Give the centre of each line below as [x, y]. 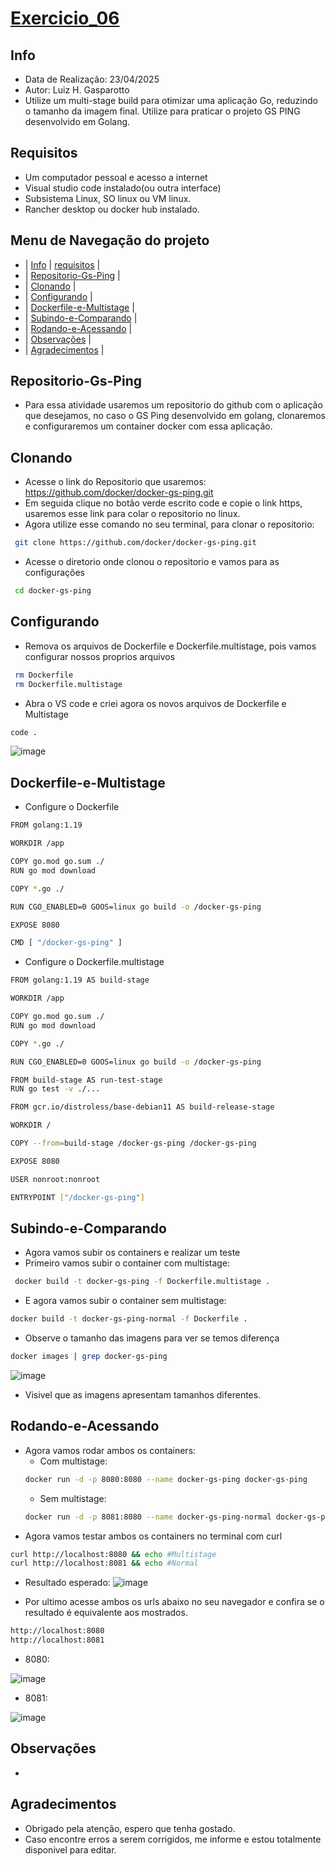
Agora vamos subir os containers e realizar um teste [132, 1253]
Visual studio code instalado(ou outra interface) [123, 188]
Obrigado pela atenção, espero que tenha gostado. [130, 1828]
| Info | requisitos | [62, 264]
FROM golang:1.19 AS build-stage [80, 980]
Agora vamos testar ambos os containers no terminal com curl [153, 1536]
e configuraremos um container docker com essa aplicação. [148, 426]
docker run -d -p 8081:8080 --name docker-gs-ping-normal [148, 1517]
